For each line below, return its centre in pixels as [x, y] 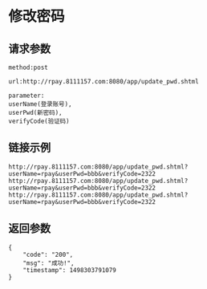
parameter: [26, 96]
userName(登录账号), [40, 104]
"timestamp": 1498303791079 [69, 270]
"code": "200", [48, 254]
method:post [28, 67]
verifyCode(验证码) [39, 121]
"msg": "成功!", [49, 263]
